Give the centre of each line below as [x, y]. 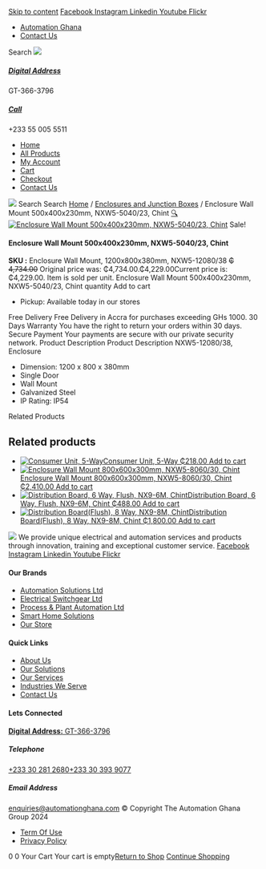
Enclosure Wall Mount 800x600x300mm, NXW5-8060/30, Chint [126, 478]
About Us [36, 661]
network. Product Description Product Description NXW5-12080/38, [121, 343]
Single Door [39, 375]
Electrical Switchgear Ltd [61, 599]
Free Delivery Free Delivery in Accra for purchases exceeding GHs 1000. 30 [133, 317]
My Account [40, 162]
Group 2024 [28, 816]
